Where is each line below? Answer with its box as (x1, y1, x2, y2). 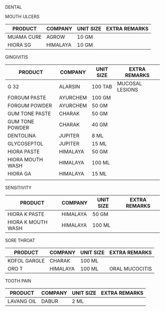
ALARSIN (58, 83, 80, 90)
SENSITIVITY (5, 185, 32, 190)
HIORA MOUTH (7, 156, 43, 163)
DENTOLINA (7, 132, 36, 139)
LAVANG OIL (7, 298, 37, 305)
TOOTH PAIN (5, 278, 31, 284)
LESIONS (117, 86, 138, 93)
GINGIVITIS (5, 54, 28, 60)
